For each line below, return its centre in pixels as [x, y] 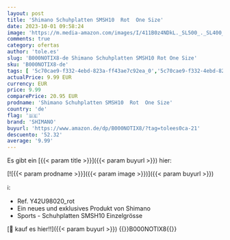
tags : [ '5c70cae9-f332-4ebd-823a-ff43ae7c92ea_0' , [82, 71]
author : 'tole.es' [33, 52]
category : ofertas [33, 45]
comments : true [29, 39]
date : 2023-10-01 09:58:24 [46, 26]
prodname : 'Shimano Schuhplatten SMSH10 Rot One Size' [90, 103]
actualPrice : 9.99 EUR [39, 77]
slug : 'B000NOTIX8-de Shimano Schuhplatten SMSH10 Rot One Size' [102, 58]
